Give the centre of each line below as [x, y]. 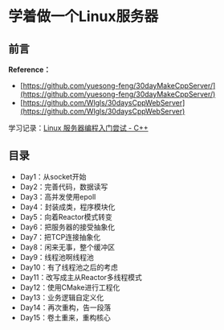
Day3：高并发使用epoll [58, 196]
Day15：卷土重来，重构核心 [65, 317]
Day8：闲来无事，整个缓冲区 [67, 247]
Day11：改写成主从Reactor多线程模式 [81, 277]
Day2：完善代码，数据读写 [64, 187]
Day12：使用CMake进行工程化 [70, 287]
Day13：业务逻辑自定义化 [62, 297]
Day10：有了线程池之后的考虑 [69, 267]
